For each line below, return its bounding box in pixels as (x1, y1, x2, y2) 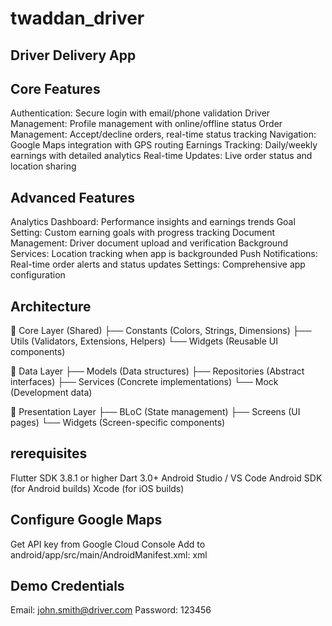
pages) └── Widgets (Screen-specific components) (10, 417, 226, 429)
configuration (10, 269, 66, 281)
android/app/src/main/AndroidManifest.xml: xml (10, 548, 208, 561)
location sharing (10, 160, 77, 172)
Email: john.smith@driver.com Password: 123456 (10, 604, 212, 616)
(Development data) (10, 387, 93, 399)
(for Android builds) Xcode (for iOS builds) (10, 482, 185, 494)
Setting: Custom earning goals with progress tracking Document (10, 227, 276, 239)
